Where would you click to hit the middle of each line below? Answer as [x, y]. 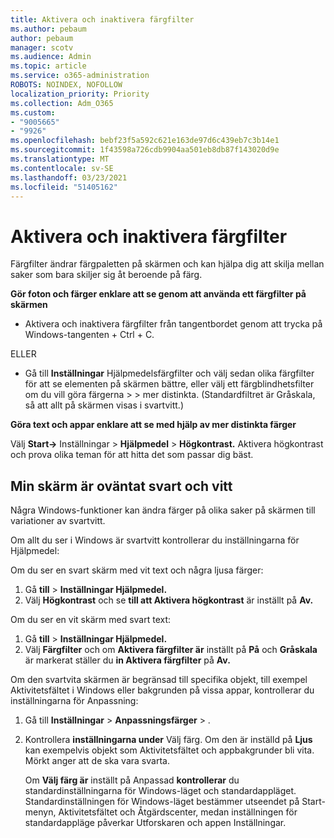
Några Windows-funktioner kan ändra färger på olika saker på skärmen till [163, 510]
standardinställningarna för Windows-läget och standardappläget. [160, 791]
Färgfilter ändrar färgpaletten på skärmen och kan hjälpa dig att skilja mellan [167, 264]
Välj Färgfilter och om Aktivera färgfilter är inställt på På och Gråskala [171, 650]
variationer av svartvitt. [58, 521]
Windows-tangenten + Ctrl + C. [89, 335]
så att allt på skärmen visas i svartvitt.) [104, 405]
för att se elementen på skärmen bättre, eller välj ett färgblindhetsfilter [169, 384]
